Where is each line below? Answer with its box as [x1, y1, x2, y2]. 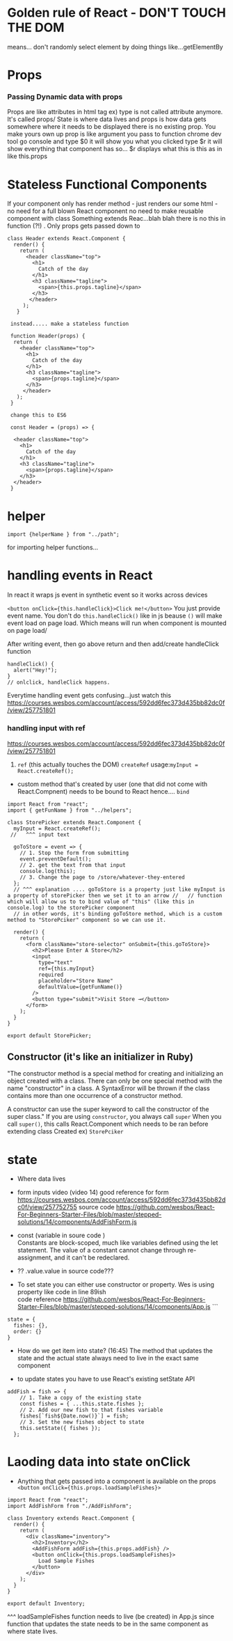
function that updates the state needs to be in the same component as [7, 1620, 209, 1628]
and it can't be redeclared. [54, 1253, 130, 1262]
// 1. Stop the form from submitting [19, 849, 129, 856]
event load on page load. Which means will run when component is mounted [7, 619, 227, 627]
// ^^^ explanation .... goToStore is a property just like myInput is [13, 886, 226, 893]
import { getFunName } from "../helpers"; [7, 806, 132, 814]
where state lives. [7, 1627, 58, 1635]
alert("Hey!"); [13, 667, 58, 674]
